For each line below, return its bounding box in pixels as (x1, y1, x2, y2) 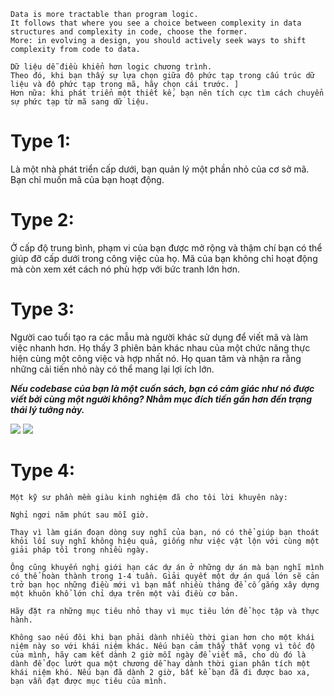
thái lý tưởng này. (10, 403, 85, 415)
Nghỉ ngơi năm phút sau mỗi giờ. (10, 510, 150, 520)
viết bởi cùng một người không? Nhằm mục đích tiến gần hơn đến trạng (10, 393, 313, 405)
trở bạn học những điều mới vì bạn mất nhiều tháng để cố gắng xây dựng (10, 580, 320, 590)
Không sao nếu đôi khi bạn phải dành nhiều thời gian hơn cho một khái (10, 632, 315, 642)
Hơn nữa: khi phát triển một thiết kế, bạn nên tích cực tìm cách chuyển (10, 88, 325, 98)
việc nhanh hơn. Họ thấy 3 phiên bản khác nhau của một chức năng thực (10, 341, 311, 354)
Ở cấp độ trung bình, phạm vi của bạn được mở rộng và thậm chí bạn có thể (10, 241, 323, 254)
